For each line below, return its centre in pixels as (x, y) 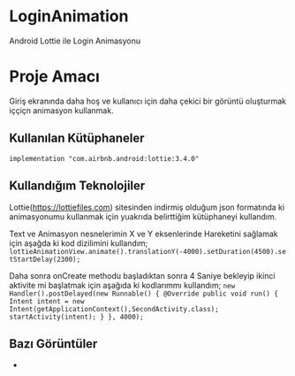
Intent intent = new (47, 301)
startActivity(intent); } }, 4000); (76, 317)
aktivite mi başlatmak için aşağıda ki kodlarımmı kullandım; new (122, 285)
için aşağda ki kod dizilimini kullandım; (79, 243)
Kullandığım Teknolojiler (77, 186)
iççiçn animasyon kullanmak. (61, 110)
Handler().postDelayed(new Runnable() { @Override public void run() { (144, 294)
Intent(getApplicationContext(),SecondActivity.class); (114, 309)
